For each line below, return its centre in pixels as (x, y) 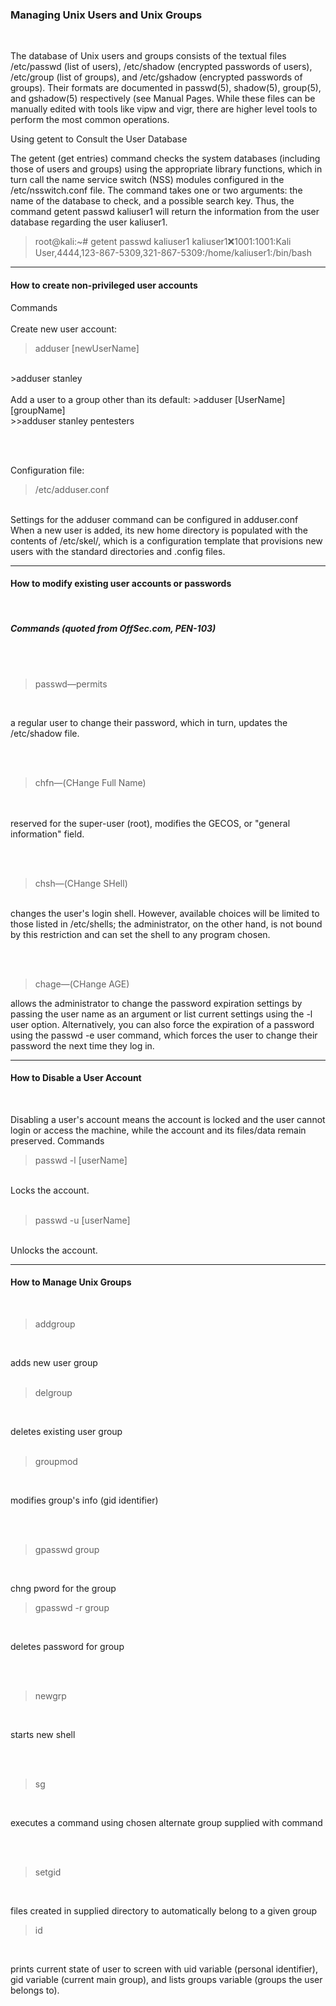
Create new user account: (63, 329)
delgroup (53, 1393)
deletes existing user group (66, 1432)
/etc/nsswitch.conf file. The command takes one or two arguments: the (156, 190)
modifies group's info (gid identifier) (84, 1500)
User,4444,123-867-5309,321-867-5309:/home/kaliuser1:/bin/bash (173, 253)
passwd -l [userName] (81, 1160)
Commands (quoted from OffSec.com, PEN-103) (113, 629)
